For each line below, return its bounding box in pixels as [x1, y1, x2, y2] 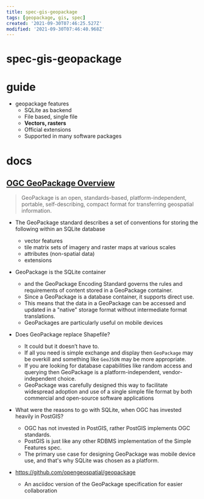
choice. [57, 375, 76, 383]
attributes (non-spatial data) [24, 250, 95, 258]
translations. [24, 313, 56, 320]
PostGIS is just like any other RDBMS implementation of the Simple [24, 437, 192, 445]
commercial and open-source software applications [24, 394, 154, 402]
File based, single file [24, 113, 78, 121]
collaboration [24, 487, 58, 494]
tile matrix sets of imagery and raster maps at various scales [24, 244, 176, 251]
